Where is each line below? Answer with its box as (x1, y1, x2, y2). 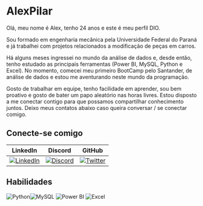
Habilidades (6, 177, 53, 187)
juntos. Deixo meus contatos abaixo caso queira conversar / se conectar (6, 104, 187, 111)
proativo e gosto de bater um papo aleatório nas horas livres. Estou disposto (6, 91, 197, 98)
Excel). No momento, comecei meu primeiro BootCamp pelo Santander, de (6, 66, 193, 74)
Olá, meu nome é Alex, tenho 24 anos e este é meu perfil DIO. (6, 24, 161, 31)
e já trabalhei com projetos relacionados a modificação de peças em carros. (6, 42, 196, 50)
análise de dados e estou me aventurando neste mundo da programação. (6, 73, 190, 80)
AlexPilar (6, 4, 53, 18)
